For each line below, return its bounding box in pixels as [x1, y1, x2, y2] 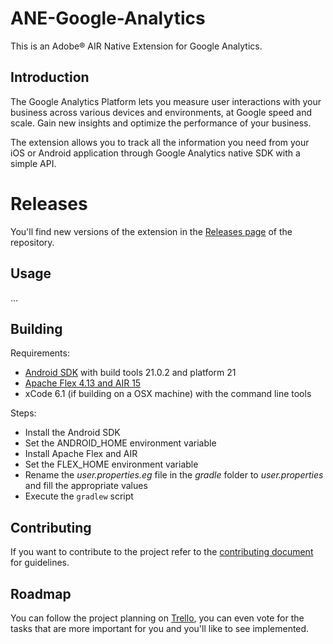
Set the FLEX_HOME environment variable [24, 458, 199, 471]
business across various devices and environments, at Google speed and [10, 106, 312, 118]
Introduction [10, 69, 90, 86]
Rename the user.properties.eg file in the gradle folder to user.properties [24, 469, 324, 481]
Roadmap [10, 585, 72, 602]
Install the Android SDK [24, 427, 121, 439]
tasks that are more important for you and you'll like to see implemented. [10, 622, 310, 634]
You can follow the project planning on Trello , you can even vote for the [10, 612, 305, 624]
